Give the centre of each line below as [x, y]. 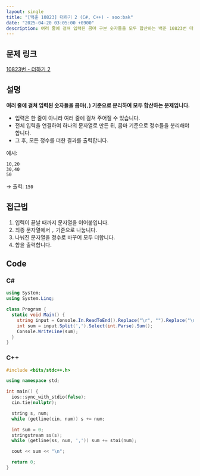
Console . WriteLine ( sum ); [48, 331]
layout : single [25, 12]
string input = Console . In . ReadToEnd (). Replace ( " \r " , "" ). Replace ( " [104, 320]
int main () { [22, 392]
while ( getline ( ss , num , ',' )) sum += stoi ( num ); [74, 441]
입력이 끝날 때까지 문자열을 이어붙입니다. [62, 222]
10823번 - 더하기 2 [28, 70]
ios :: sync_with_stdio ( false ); [49, 397]
